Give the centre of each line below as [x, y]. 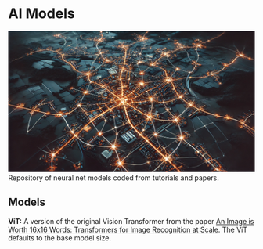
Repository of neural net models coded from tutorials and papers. [113, 178]
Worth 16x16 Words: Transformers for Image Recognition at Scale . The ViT [128, 229]
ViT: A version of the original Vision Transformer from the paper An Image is [131, 221]
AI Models [42, 14]
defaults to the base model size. [60, 238]
